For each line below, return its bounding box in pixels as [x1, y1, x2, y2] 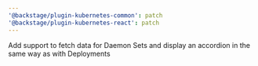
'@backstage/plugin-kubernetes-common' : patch [8, 11, 163, 20]
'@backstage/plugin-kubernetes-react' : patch [8, 19, 159, 27]
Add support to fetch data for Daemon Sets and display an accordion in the [8, 40, 251, 49]
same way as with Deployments [8, 49, 111, 58]
